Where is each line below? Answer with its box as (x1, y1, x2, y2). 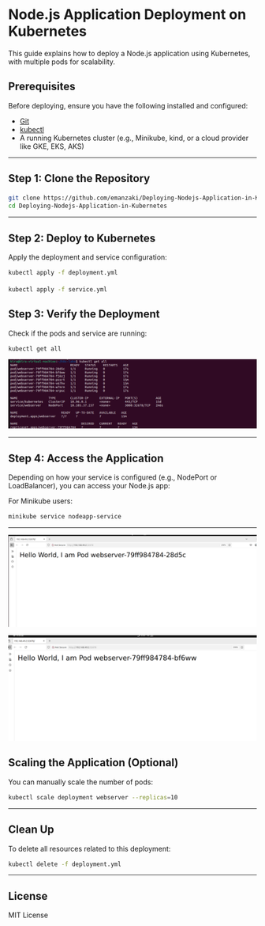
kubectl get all (8, 344, 62, 353)
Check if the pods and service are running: (8, 328, 147, 338)
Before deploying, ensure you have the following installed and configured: (8, 101, 248, 110)
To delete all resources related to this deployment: (8, 844, 171, 853)
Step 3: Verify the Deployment (8, 307, 160, 321)
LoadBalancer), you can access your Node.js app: (8, 481, 171, 491)
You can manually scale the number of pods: (8, 777, 154, 787)
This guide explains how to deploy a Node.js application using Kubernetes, (8, 48, 251, 58)
